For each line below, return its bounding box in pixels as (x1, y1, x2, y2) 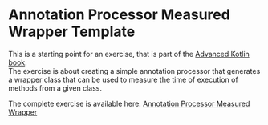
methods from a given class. (8, 83, 103, 93)
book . (8, 58, 28, 67)
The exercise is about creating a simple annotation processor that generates (8, 66, 261, 75)
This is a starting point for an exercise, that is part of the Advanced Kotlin (8, 49, 250, 58)
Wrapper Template (8, 22, 136, 41)
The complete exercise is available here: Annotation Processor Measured (8, 99, 250, 108)
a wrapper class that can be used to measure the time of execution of (8, 75, 238, 84)
